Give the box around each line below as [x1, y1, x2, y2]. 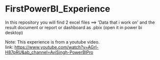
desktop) [5, 30, 23, 35]
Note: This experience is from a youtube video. [5, 39, 100, 45]
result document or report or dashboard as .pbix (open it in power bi [5, 24, 142, 30]
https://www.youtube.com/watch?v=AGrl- [14, 44, 99, 50]
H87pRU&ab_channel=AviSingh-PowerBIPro [5, 49, 93, 55]
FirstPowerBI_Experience [5, 3, 111, 15]
